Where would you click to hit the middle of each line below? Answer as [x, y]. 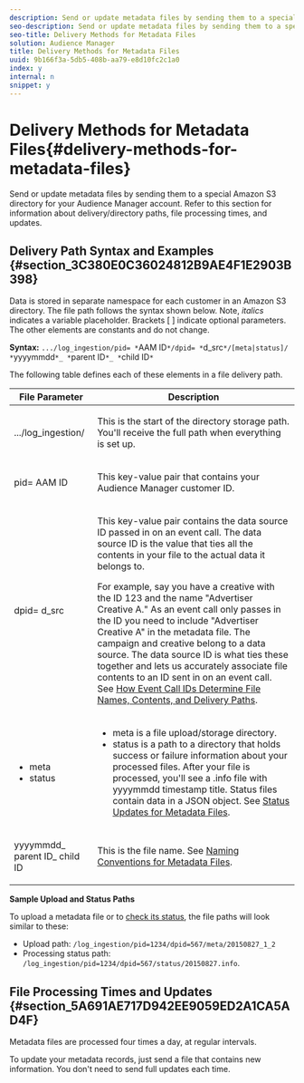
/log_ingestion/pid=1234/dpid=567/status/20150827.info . [131, 963]
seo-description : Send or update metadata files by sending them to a [145, 26]
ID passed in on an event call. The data [180, 533]
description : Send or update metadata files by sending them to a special [153, 18]
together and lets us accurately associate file [192, 666]
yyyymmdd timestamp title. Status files [195, 789]
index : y [26, 69]
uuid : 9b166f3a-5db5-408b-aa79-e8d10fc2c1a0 [95, 60]
